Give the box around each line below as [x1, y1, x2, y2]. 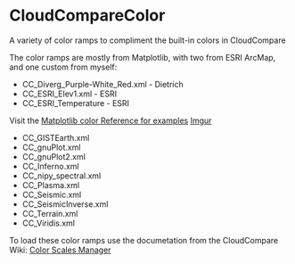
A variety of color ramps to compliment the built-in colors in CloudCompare [9, 35, 287, 45]
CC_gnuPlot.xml [21, 142, 81, 153]
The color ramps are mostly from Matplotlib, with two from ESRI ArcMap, [9, 52, 276, 62]
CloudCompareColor [9, 5, 166, 26]
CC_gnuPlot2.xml [21, 151, 86, 161]
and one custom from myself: [9, 62, 118, 72]
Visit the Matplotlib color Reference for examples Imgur [9, 115, 212, 126]
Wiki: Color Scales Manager [9, 244, 111, 255]
